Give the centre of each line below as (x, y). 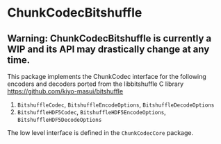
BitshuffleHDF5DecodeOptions (59, 120)
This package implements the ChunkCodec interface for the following (107, 76)
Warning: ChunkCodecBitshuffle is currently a (109, 38)
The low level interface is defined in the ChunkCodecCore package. (100, 133)
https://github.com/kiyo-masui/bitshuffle (65, 91)
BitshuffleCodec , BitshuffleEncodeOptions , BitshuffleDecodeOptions (116, 105)
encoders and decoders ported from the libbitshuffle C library (96, 84)
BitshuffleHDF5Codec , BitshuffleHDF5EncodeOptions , (92, 112)
